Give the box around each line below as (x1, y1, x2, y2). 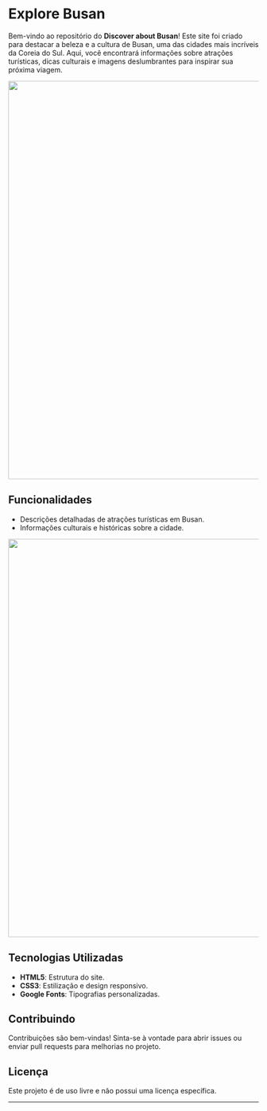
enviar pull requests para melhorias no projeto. (8, 1042, 161, 1051)
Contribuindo (8, 1012, 75, 1026)
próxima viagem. (8, 65, 63, 74)
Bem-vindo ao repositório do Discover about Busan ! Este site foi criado (8, 31, 243, 41)
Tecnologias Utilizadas (8, 951, 124, 964)
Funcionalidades (8, 493, 93, 507)
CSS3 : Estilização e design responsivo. (19, 980, 149, 990)
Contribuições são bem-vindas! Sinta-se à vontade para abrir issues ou (8, 1033, 242, 1043)
